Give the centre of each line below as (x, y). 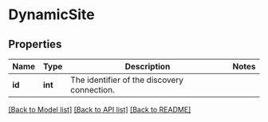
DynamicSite (51, 15)
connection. (93, 90)
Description (148, 67)
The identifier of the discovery (127, 80)
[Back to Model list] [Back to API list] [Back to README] (100, 110)
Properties (35, 44)
